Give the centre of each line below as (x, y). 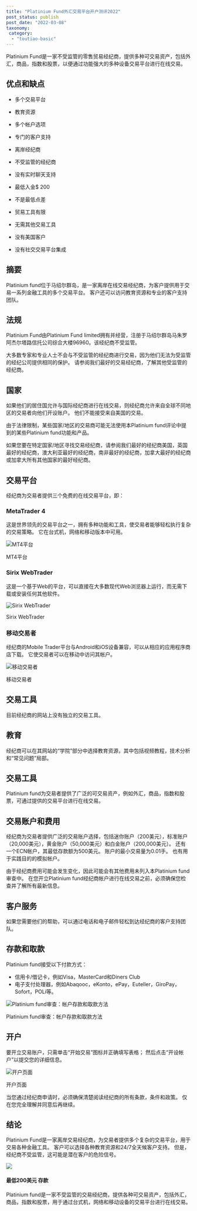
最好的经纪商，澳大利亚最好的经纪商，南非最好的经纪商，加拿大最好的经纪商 (98, 453)
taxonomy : (18, 28)
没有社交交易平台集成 (40, 249)
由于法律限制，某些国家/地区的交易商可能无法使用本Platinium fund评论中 (94, 425)
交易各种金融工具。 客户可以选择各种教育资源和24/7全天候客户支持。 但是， (98, 1147)
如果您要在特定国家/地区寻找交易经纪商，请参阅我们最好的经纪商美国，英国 (97, 445)
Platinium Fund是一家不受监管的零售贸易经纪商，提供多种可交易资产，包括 (96, 56)
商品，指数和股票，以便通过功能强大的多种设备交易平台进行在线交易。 (101, 64)
